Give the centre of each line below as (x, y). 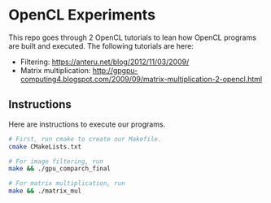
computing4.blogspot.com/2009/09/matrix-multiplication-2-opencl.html (141, 79)
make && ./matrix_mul (45, 191)
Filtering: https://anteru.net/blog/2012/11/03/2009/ (105, 62)
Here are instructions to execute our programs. (87, 124)
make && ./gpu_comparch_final (60, 169)
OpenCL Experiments (82, 15)
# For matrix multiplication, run (67, 184)
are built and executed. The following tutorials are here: (101, 45)
